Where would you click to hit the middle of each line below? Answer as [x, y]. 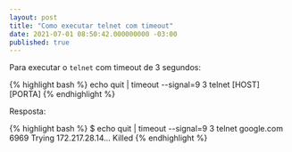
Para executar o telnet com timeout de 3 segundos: [105, 68]
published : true [39, 42]
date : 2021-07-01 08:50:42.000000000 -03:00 [93, 34]
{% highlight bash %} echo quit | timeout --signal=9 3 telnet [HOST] [135, 84]
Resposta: [28, 111]
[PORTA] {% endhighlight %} [63, 94]
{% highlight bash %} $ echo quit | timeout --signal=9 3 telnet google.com [146, 129]
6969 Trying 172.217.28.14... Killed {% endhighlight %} [108, 138]
